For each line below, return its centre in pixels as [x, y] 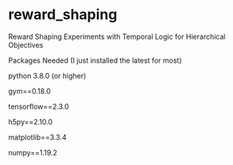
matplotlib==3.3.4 [37, 137]
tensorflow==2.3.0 [39, 106]
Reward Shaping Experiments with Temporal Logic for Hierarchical [117, 36]
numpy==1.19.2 [33, 152]
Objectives [26, 44]
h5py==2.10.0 [31, 121]
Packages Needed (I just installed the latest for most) [95, 60]
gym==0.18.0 [30, 91]
